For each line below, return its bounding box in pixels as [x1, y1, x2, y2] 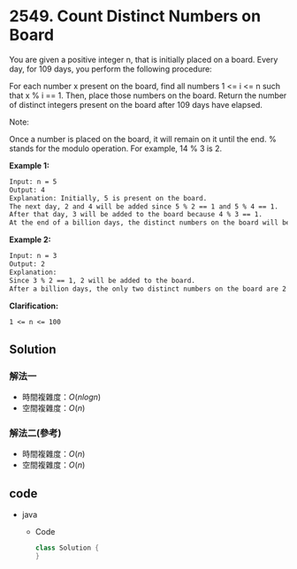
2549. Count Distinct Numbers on [9, 6, 262, 27]
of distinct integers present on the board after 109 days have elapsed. [9, 99, 263, 110]
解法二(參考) [9, 427, 62, 439]
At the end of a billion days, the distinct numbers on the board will [9, 218, 278, 227]
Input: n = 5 [9, 177, 57, 186]
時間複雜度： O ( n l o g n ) [21, 391, 102, 403]
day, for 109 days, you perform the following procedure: [9, 64, 212, 74]
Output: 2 [9, 260, 46, 269]
